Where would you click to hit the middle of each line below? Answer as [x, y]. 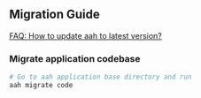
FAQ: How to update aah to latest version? [85, 35]
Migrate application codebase [75, 58]
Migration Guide [54, 15]
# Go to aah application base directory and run [100, 77]
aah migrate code [41, 85]
